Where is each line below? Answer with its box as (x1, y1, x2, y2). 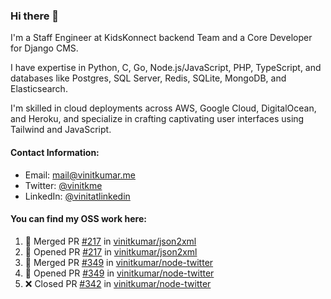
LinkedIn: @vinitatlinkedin (24, 190, 131, 202)
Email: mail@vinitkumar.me (24, 169, 136, 181)
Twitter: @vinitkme (24, 179, 103, 191)
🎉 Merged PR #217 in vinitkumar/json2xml (24, 235, 197, 247)
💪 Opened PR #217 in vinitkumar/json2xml (24, 245, 198, 258)
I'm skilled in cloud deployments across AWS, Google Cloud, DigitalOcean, (10, 102, 317, 114)
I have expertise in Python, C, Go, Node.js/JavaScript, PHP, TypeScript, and (10, 62, 322, 74)
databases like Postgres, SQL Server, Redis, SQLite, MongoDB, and (10, 72, 287, 84)
